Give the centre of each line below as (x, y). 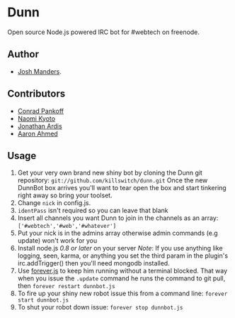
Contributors (36, 94)
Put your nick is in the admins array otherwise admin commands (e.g (117, 233)
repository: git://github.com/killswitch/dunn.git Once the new (113, 180)
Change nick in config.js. (54, 203)
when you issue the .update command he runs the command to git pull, (121, 278)
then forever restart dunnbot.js (66, 286)
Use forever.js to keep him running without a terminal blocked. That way (122, 271)
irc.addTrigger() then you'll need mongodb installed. (93, 263)
